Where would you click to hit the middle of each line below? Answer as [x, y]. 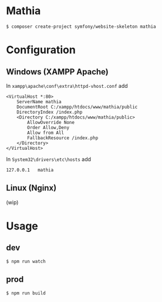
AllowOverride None [51, 122]
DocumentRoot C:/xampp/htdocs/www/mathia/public [77, 107]
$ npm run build [26, 293]
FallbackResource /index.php [63, 138]
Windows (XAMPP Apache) [57, 72]
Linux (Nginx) [31, 188]
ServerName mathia [39, 101]
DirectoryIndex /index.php [50, 112]
